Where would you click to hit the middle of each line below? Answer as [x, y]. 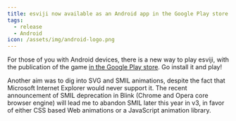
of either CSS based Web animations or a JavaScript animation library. [109, 111]
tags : [15, 20]
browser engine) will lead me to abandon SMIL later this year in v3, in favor [116, 103]
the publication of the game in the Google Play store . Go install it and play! [115, 67]
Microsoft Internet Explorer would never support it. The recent [98, 88]
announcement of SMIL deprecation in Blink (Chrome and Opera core [108, 96]
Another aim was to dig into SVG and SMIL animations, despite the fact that [116, 80]
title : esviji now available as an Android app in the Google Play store [118, 14]
